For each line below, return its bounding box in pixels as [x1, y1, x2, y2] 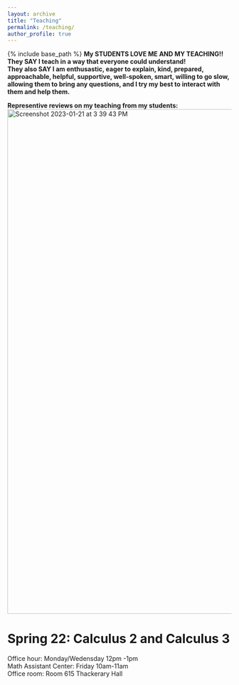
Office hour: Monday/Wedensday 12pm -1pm [7, 654, 139, 663]
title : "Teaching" [7, 17, 62, 24]
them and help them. [7, 87, 70, 96]
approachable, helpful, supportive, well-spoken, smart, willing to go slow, [7, 73, 230, 81]
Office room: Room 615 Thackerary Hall [7, 669, 123, 678]
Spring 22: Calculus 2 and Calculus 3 [7, 631, 230, 647]
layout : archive [7, 10, 55, 18]
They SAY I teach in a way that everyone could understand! [7, 58, 186, 66]
